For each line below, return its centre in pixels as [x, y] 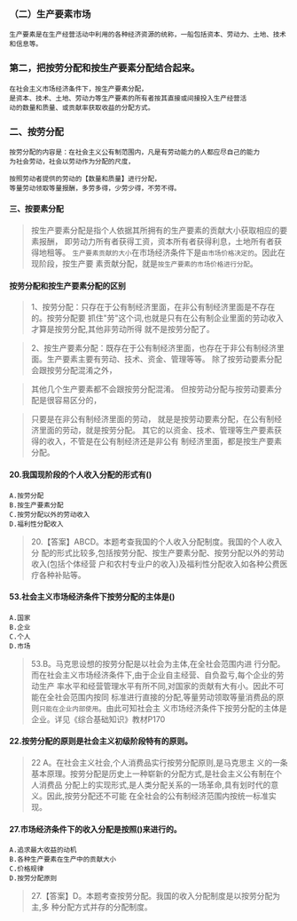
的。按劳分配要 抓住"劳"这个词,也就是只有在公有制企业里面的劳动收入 [157, 318]
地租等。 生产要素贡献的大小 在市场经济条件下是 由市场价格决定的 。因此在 [162, 253]
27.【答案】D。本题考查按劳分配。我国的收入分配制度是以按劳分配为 [156, 896]
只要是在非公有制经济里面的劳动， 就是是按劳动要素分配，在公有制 [152, 419]
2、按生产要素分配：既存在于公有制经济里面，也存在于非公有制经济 [154, 348]
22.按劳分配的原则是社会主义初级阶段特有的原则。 [101, 741]
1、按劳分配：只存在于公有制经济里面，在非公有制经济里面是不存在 [153, 307]
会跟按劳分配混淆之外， [74, 370]
